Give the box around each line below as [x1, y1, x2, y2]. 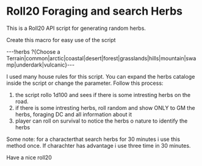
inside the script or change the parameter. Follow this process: [6, 79, 164, 87]
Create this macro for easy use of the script [6, 36, 116, 43]
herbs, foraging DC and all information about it [15, 110, 132, 118]
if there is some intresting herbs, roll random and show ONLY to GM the [15, 104, 195, 111]
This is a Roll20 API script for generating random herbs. [6, 24, 146, 32]
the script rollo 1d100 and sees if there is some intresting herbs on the [15, 91, 191, 98]
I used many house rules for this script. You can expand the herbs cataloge [6, 73, 195, 80]
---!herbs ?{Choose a [6, 48, 60, 56]
